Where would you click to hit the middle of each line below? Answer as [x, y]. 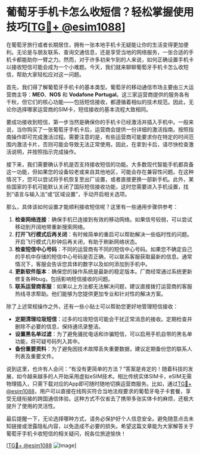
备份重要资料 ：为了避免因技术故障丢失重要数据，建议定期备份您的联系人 [103, 349]
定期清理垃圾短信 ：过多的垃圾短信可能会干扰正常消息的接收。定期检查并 [103, 319]
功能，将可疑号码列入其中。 [49, 341]
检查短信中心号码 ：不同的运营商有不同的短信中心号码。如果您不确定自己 [103, 249]
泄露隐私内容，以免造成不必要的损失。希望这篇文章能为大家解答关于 [110, 426]
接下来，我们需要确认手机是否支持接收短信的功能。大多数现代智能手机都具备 [100, 164]
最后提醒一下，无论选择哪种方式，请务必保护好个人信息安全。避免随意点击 [97, 418]
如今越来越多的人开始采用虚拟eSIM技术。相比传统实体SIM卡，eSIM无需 [104, 376]
